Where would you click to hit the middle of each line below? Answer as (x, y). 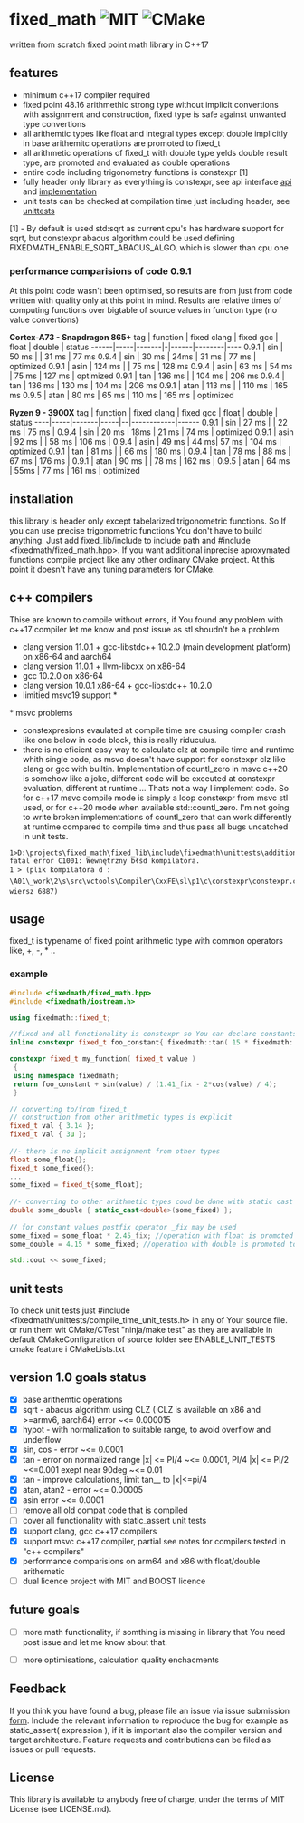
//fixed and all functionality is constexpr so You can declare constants (153, 1034)
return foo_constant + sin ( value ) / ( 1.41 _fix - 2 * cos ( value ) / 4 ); (145, 1084)
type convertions (54, 123)
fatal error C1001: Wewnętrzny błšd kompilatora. (105, 861)
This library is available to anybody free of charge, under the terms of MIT (147, 1799)
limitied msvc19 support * (70, 695)
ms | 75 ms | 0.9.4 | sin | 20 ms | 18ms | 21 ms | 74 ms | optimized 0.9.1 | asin (152, 432)
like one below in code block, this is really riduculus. (119, 740)
